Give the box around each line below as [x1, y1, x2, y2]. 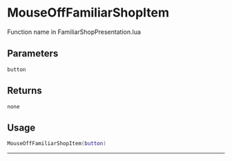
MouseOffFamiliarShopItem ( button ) [7, 140, 107, 147]
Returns [7, 85, 43, 97]
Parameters [7, 48, 59, 59]
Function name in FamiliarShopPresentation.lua [7, 28, 142, 36]
